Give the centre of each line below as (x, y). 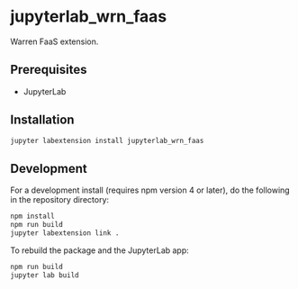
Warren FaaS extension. (54, 41)
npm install (32, 217)
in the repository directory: (60, 200)
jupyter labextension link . (65, 233)
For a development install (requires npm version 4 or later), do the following (150, 190)
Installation (42, 120)
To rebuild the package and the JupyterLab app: (100, 250)
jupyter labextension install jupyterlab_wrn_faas (107, 140)
